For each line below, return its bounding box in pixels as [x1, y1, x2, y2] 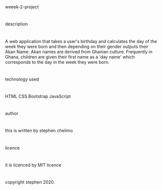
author [5, 110, 19, 116]
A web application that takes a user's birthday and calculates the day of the [5, 38, 158, 44]
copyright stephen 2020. [5, 179, 55, 185]
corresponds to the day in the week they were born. [5, 59, 110, 65]
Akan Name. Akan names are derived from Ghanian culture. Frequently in [5, 48, 153, 55]
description [5, 21, 28, 27]
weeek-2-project [5, 4, 39, 10]
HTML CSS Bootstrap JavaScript [5, 93, 71, 99]
